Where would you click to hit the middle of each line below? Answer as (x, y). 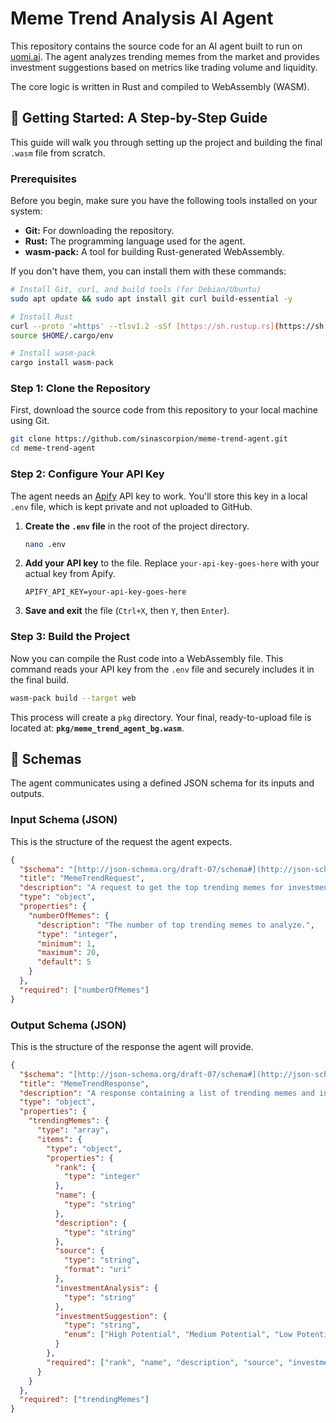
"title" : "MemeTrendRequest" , (82, 878)
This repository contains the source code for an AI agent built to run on (156, 46)
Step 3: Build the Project (70, 637)
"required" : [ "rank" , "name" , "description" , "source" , (165, 1362)
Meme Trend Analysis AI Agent (142, 18)
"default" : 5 (64, 962)
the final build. (40, 679)
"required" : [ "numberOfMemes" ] (84, 990)
